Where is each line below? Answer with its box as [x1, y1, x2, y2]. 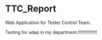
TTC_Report [5, 3, 57, 14]
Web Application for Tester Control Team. [5, 19, 91, 25]
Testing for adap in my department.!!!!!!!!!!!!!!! [5, 29, 97, 35]
